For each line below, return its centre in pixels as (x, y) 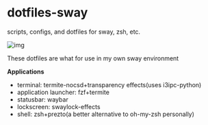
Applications (26, 71)
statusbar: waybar (42, 99)
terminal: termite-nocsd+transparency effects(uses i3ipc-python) (109, 84)
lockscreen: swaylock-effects (58, 106)
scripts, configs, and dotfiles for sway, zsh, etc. (74, 32)
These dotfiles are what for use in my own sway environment (93, 58)
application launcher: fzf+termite (63, 92)
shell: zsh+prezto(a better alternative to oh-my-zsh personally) (106, 114)
